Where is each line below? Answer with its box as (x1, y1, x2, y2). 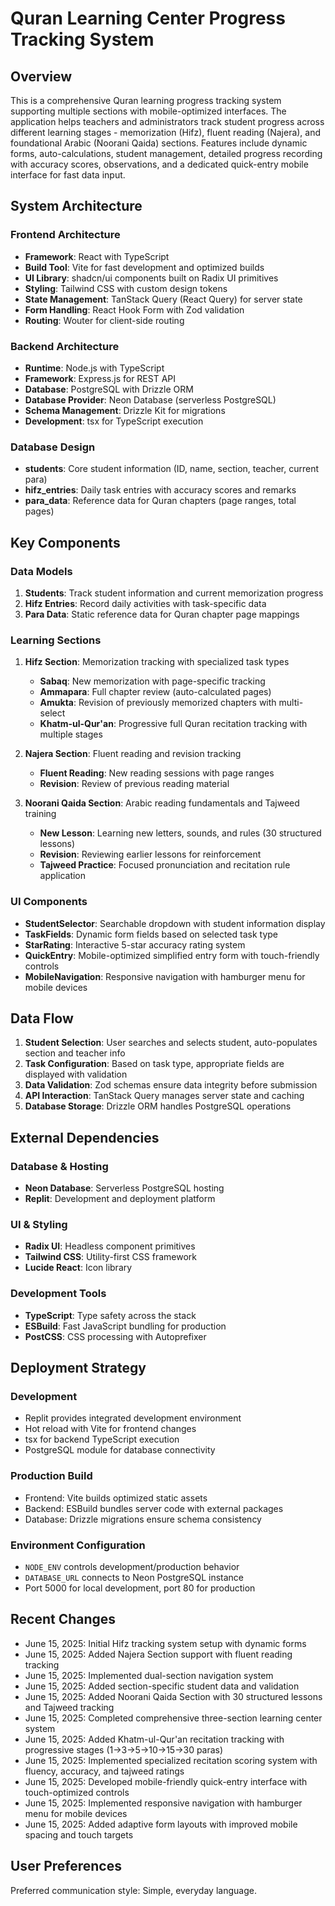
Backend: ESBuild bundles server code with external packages (24, 1502, 284, 1514)
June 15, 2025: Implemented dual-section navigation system (24, 1669, 274, 1681)
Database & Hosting (10, 1159, 109, 1173)
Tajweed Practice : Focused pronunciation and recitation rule (39, 859, 291, 871)
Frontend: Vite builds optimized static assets (24, 1492, 208, 1504)
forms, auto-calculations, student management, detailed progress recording (10, 148, 323, 159)
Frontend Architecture (10, 228, 121, 242)
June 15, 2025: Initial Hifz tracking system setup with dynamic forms (24, 1637, 307, 1649)
